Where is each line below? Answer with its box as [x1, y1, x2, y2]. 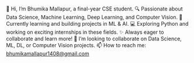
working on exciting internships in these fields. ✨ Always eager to [6, 29, 164, 36]
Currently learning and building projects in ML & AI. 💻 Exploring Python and [6, 20, 189, 27]
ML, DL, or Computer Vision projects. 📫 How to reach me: [6, 42, 147, 48]
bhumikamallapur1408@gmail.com [6, 50, 89, 57]
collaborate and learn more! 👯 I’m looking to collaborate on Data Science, [6, 35, 182, 42]
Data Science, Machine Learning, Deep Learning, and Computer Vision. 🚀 [6, 14, 183, 20]
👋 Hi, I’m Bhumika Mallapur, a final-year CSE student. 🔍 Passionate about [6, 5, 183, 12]
